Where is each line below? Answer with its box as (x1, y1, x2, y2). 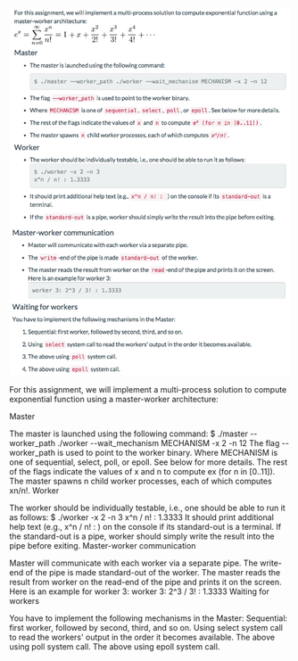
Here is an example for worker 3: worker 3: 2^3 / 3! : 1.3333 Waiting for (9, 586, 270, 597)
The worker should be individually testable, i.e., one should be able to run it (9, 502, 286, 513)
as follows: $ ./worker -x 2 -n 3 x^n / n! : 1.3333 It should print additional (9, 511, 275, 523)
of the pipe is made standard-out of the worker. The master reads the (25, 566, 281, 577)
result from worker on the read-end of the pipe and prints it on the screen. (9, 576, 283, 587)
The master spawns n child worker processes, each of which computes (9, 475, 272, 486)
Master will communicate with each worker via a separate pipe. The (9, 558, 259, 568)
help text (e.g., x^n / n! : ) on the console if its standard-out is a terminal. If (9, 521, 282, 532)
